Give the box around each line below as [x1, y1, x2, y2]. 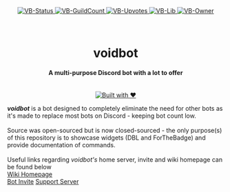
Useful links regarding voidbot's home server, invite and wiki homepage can [7, 156, 222, 164]
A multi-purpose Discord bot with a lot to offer [48, 68, 183, 76]
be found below [7, 163, 52, 171]
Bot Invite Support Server [7, 178, 79, 186]
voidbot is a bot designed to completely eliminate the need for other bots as [7, 105, 223, 113]
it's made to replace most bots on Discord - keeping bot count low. [7, 111, 196, 120]
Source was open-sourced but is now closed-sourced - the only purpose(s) [7, 127, 222, 135]
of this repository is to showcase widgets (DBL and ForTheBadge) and [7, 134, 206, 142]
